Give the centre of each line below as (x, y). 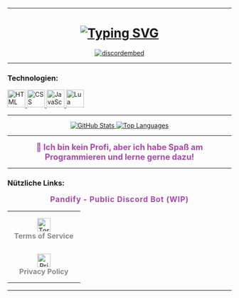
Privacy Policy (44, 271)
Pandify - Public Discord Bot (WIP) (119, 199)
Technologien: (33, 78)
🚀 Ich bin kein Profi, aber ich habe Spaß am (119, 147)
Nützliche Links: (36, 183)
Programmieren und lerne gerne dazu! (119, 157)
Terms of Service (44, 235)
